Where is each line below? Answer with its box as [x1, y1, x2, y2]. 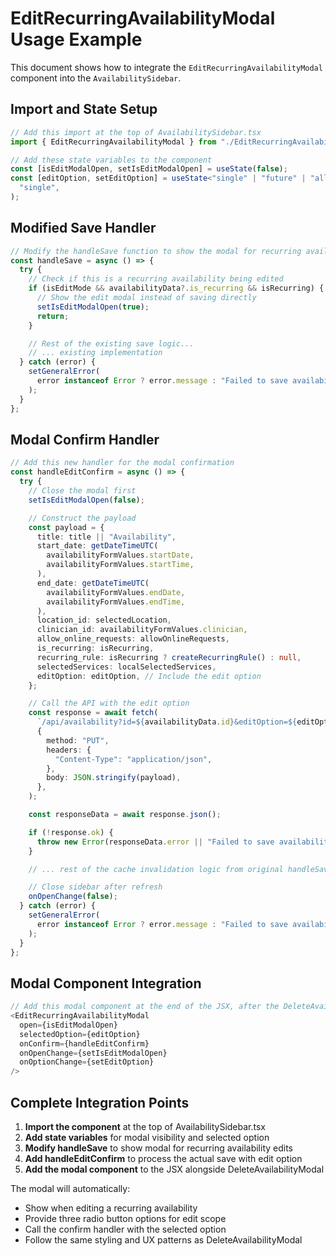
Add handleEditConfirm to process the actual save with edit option [24, 1153, 303, 1164]
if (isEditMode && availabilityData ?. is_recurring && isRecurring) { [28, 283, 325, 294]
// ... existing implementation [28, 348, 163, 358]
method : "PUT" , [46, 735, 110, 746]
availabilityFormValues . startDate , [46, 550, 195, 561]
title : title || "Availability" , [36, 532, 177, 542]
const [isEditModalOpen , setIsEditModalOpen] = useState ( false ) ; [10, 164, 288, 174]
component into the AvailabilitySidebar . [10, 72, 182, 84]
